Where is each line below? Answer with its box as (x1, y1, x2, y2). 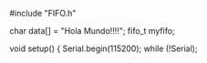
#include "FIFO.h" (9, 8, 77, 18)
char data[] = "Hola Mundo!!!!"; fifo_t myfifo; (9, 26, 175, 36)
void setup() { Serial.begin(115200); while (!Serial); (9, 43, 198, 54)
